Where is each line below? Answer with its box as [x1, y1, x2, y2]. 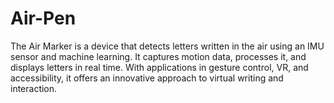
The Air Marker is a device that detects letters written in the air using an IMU [10, 40, 325, 52]
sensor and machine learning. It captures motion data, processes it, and [10, 50, 307, 62]
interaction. [10, 82, 58, 94]
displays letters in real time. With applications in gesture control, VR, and [10, 61, 309, 73]
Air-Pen [10, 7, 77, 30]
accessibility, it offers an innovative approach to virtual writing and [10, 72, 284, 84]
